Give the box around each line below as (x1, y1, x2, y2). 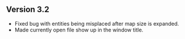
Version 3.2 (6, 5, 50, 15)
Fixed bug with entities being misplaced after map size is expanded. (14, 20, 179, 27)
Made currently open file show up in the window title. (14, 26, 144, 33)
